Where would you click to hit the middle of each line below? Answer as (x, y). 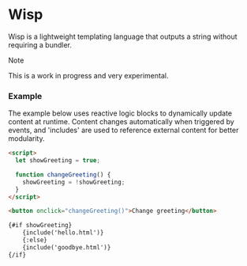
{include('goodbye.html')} (67, 247)
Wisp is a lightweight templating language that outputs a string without (123, 36)
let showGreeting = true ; (58, 161)
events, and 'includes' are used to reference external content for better (123, 130)
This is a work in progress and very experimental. (88, 75)
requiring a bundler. (40, 44)
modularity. (26, 139)
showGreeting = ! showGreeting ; (74, 182)
